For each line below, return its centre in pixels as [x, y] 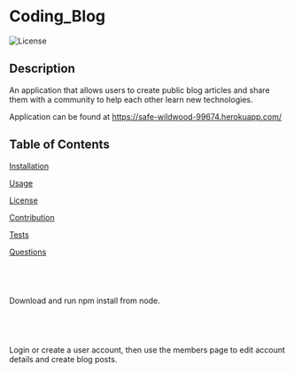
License [23, 200]
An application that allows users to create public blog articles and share [139, 89]
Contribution [32, 217]
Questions [28, 252]
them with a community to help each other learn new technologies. [132, 99]
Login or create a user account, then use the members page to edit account [147, 350]
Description [42, 69]
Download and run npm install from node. [85, 301]
